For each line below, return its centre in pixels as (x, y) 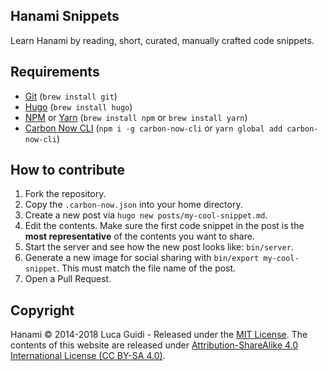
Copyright (42, 310)
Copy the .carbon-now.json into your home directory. (133, 205)
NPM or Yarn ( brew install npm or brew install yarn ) (136, 117)
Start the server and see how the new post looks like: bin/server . (159, 247)
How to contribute (68, 170)
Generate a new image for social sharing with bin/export (142, 258)
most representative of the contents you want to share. (139, 236)
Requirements (55, 72)
